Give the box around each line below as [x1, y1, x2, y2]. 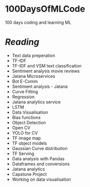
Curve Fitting [12, 88, 38, 94]
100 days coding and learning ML [5, 19, 72, 25]
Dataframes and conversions [12, 161, 70, 167]
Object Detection [12, 119, 46, 125]
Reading [5, 36, 40, 48]
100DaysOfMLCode [5, 3, 86, 15]
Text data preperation [12, 52, 56, 58]
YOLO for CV [12, 130, 38, 136]
